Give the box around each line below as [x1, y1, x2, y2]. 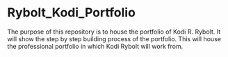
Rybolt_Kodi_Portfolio [7, 5, 136, 21]
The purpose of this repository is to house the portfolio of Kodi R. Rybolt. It [7, 27, 221, 36]
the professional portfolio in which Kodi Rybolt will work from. [7, 42, 184, 50]
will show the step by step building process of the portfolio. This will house [7, 34, 221, 43]
